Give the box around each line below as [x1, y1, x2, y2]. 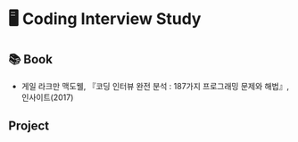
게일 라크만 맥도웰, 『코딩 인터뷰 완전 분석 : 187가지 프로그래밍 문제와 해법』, [21, 81, 290, 91]
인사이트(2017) [21, 92, 74, 103]
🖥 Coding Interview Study [8, 9, 202, 29]
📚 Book [8, 52, 53, 67]
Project [8, 119, 50, 134]
